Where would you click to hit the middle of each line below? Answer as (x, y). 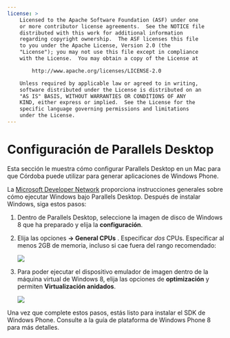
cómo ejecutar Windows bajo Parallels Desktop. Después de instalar (104, 197)
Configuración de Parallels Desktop (111, 150)
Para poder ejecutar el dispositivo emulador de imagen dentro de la (113, 271)
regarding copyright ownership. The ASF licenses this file (109, 39)
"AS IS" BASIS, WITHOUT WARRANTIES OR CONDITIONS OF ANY (103, 96)
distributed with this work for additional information (102, 33)
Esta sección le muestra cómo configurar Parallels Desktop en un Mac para (114, 168)
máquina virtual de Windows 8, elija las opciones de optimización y (113, 279)
